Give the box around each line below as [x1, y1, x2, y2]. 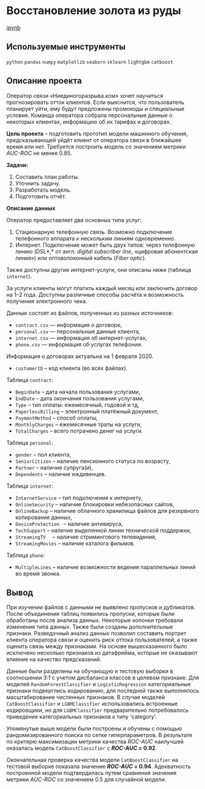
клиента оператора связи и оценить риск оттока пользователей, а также [6, 636, 198, 643]
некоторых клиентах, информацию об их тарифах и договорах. [6, 118, 171, 125]
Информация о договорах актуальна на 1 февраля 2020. [6, 353, 154, 360]
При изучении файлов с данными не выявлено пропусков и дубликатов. [6, 604, 196, 611]
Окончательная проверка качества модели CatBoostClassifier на [6, 757, 179, 764]
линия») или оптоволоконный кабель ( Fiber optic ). [15, 254, 147, 261]
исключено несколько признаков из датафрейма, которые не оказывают [6, 649, 198, 657]
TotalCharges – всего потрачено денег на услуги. [15, 427, 143, 435]
